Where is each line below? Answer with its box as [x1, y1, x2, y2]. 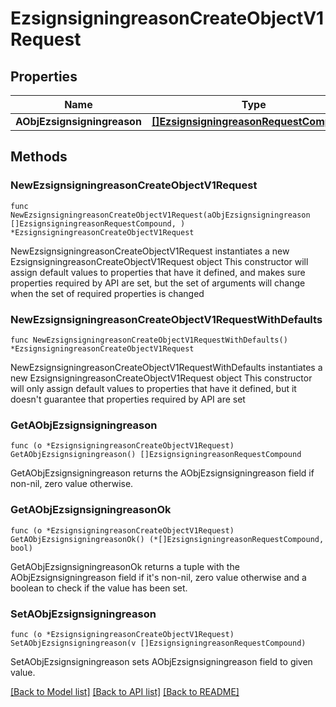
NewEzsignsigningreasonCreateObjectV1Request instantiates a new [10, 245, 290, 257]
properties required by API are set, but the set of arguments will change [10, 277, 306, 289]
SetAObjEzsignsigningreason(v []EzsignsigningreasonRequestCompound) [10, 638, 307, 648]
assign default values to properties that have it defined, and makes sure [10, 266, 306, 278]
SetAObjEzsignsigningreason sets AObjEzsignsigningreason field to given [10, 655, 313, 667]
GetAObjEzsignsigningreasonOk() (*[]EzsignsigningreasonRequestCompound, [10, 534, 325, 544]
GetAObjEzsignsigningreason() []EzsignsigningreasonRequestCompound [10, 450, 302, 460]
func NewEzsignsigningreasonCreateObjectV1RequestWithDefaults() [10, 335, 288, 345]
